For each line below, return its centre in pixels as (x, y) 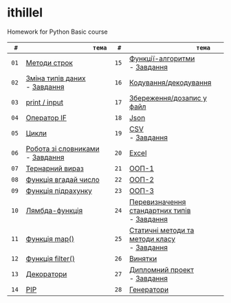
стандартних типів (160, 210)
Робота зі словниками (63, 148)
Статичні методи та (162, 230)
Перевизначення (158, 202)
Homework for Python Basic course (57, 32)
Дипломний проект (162, 269)
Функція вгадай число (63, 179)
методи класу (152, 238)
